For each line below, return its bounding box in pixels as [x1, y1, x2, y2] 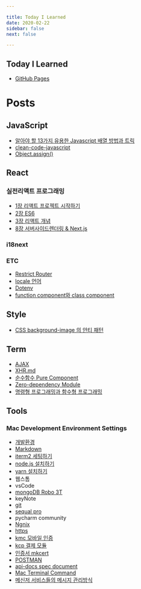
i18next [6, 240, 28, 248]
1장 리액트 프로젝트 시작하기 [14, 202, 80, 209]
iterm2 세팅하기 [14, 453, 52, 460]
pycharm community [14, 514, 67, 522]
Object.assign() [14, 150, 54, 158]
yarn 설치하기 [14, 468, 48, 475]
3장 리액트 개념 [14, 217, 51, 224]
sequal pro [14, 508, 42, 515]
